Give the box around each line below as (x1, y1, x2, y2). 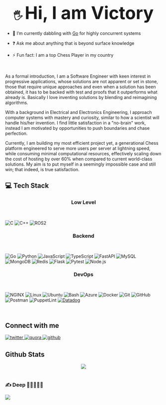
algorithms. (5, 100, 28, 105)
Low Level (71, 199, 96, 206)
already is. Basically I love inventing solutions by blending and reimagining (5, 94, 157, 100)
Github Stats (5, 350, 45, 359)
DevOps (74, 271, 93, 278)
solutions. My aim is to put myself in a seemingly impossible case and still (5, 161, 156, 167)
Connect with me (5, 321, 60, 330)
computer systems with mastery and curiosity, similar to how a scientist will (5, 114, 160, 120)
